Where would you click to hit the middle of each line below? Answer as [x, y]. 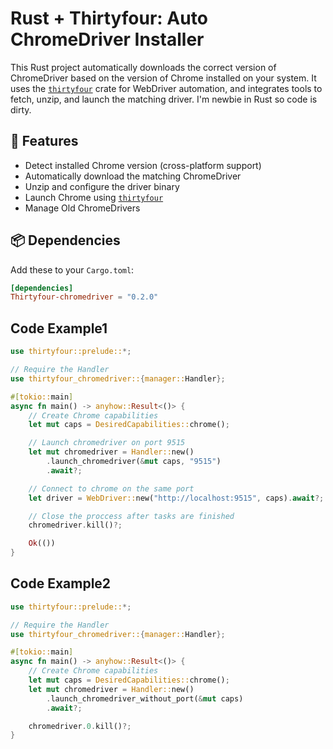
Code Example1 [59, 328]
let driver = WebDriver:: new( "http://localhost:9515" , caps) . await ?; [176, 498]
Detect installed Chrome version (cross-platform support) [143, 165]
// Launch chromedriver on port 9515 [107, 443]
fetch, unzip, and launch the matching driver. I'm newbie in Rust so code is [164, 99]
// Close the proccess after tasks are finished [131, 516]
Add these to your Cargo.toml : [72, 269]
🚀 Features [44, 141]
